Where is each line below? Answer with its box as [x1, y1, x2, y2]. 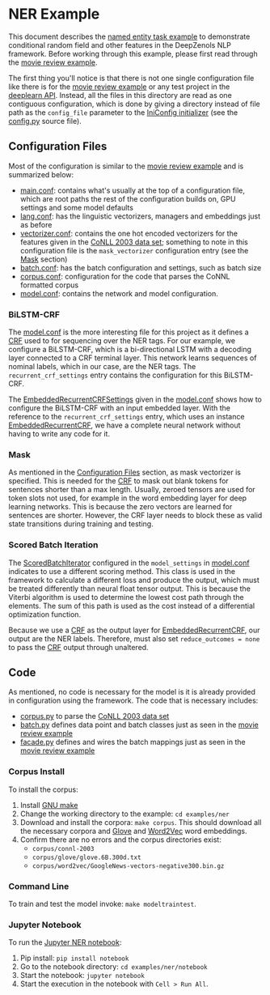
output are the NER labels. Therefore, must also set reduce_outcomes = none [8, 633, 260, 644]
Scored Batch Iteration [8, 539, 99, 551]
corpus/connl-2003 [32, 844, 95, 853]
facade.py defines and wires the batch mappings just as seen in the [19, 738, 246, 747]
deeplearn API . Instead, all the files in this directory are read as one [8, 90, 232, 100]
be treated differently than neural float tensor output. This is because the [8, 584, 251, 593]
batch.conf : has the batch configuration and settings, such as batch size [19, 262, 262, 272]
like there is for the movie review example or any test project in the [8, 82, 230, 91]
